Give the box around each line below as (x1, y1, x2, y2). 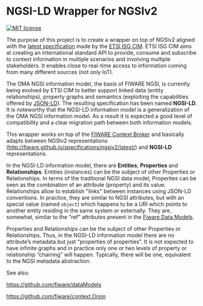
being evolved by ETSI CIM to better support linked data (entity (6, 86, 164, 93)
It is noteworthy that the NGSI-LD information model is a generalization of (6, 106, 190, 113)
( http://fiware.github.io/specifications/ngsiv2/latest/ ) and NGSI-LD (6, 143, 172, 151)
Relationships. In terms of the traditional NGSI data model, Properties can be (6, 174, 197, 182)
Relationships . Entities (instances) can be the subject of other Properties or (6, 168, 196, 175)
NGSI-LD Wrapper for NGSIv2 (6, 4, 158, 18)
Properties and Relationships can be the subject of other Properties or (6, 225, 181, 232)
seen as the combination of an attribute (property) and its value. (6, 181, 166, 188)
